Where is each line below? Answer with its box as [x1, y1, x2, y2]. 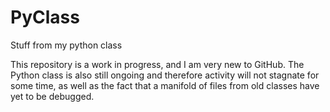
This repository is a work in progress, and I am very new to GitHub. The [10, 58, 305, 70]
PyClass [10, 6, 80, 29]
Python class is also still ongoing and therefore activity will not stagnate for [10, 69, 320, 81]
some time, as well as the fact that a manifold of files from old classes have [10, 79, 320, 91]
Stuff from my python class [10, 39, 123, 51]
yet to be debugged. [10, 90, 95, 102]
